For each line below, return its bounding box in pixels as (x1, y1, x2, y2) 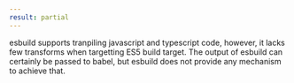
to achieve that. (9, 65, 66, 76)
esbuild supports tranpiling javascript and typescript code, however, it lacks (9, 37, 286, 48)
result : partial (9, 12, 69, 22)
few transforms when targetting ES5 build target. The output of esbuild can (9, 46, 283, 57)
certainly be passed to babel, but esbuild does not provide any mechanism (9, 56, 282, 66)
